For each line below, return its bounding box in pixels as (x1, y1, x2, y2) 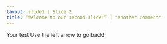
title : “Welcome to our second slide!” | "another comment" (6, 14, 162, 20)
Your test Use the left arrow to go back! (6, 31, 105, 38)
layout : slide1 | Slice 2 (6, 8, 72, 15)
